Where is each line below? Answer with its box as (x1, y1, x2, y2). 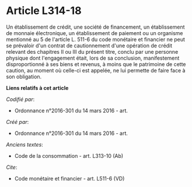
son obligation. (6, 73, 42, 80)
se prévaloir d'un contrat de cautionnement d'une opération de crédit (6, 42, 173, 49)
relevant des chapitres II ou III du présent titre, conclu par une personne (6, 48, 179, 55)
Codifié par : (6, 95, 35, 103)
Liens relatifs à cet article (6, 84, 69, 91)
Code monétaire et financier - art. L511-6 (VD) (14, 175, 125, 182)
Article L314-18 (6, 4, 82, 18)
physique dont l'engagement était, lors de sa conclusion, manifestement (6, 54, 180, 61)
